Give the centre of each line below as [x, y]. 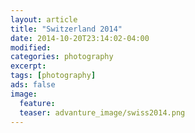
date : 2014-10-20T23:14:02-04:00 [80, 38]
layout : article [44, 19]
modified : [31, 47]
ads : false [33, 85]
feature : [37, 103]
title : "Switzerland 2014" [66, 29]
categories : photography [62, 57]
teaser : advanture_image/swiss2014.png [102, 112]
